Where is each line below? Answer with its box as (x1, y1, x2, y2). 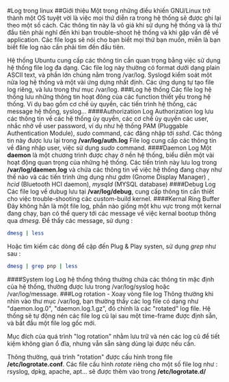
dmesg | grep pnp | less (7, 263, 78, 270)
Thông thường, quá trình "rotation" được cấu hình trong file (7, 353, 173, 361)
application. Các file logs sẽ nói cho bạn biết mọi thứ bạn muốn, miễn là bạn (7, 36, 221, 44)
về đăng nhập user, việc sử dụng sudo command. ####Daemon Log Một (7, 144, 212, 152)
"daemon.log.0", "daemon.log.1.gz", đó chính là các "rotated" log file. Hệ (7, 304, 211, 312)
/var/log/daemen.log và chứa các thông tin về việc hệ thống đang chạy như (7, 165, 222, 174)
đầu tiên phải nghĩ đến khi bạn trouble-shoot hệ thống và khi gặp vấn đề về (7, 28, 219, 36)
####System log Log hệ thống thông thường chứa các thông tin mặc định (7, 275, 215, 283)
